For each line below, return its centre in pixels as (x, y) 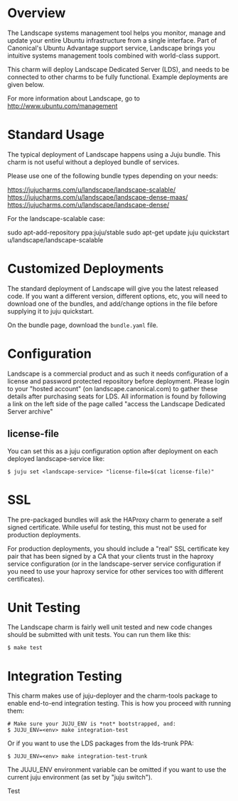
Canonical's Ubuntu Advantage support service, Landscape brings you (111, 48)
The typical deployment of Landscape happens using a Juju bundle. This (114, 154)
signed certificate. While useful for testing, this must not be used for (107, 527)
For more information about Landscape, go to (74, 98)
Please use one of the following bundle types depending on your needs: (113, 175)
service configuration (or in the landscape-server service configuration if (114, 564)
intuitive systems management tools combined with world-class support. (114, 56)
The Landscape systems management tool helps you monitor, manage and (117, 33)
